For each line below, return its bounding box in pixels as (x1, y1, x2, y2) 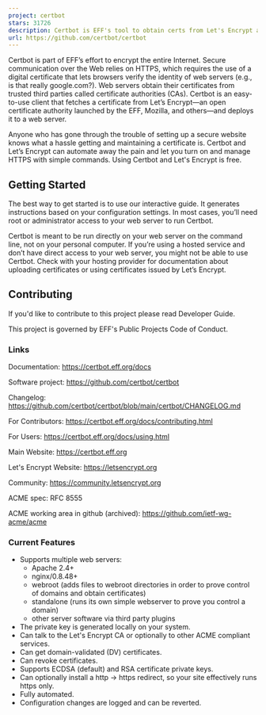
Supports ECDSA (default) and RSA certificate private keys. (19, 664, 214, 674)
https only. (19, 681, 55, 690)
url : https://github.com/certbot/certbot (8, 33, 147, 42)
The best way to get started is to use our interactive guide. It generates (8, 199, 240, 208)
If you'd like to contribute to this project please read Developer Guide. (8, 308, 236, 318)
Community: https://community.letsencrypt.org (8, 478, 161, 487)
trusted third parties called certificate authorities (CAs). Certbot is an (8, 89, 232, 99)
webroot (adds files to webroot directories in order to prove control (31, 580, 250, 590)
